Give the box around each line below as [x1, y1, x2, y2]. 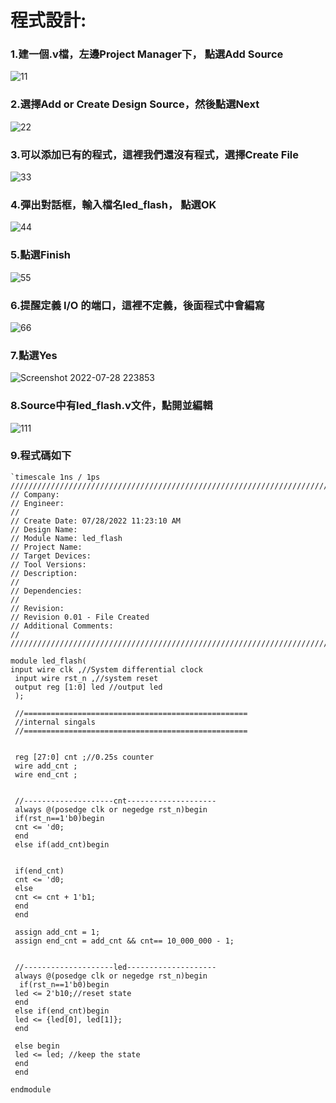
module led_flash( [10, 656, 87, 666]
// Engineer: [10, 498, 65, 508]
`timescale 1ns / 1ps [10, 472, 101, 482]
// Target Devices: [10, 551, 92, 561]
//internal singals [14, 717, 97, 727]
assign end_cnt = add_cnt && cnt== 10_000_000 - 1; [14, 936, 235, 946]
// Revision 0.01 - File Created [10, 612, 150, 622]
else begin [14, 1041, 60, 1051]
